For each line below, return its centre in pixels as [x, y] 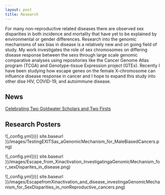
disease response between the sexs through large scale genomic [72, 55]
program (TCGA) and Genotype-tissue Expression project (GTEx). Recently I [82, 65]
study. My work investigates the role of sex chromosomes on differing [76, 50]
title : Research [22, 14]
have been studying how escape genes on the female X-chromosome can [80, 70]
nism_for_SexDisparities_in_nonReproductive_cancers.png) [65, 187]
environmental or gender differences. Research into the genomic [71, 39]
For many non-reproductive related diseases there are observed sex [75, 28]
